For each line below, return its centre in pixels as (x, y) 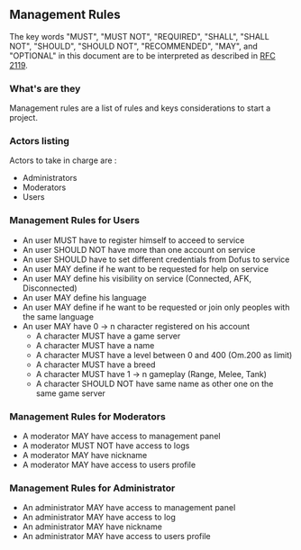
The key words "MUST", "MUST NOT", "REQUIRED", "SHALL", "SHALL (140, 36)
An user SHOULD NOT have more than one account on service (139, 249)
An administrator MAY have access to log (99, 518)
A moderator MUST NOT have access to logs (106, 446)
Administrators (50, 178)
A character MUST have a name (95, 345)
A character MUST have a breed (96, 365)
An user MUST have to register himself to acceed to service (133, 240)
